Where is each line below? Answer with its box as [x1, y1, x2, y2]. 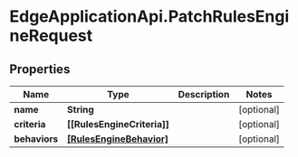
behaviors [14, 133, 59, 145]
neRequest [9, 25, 93, 46]
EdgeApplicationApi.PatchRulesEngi [9, 6, 290, 27]
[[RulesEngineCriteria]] [66, 118, 169, 130]
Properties [9, 61, 71, 77]
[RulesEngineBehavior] [66, 133, 169, 145]
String [66, 104, 95, 115]
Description [178, 88, 230, 100]
